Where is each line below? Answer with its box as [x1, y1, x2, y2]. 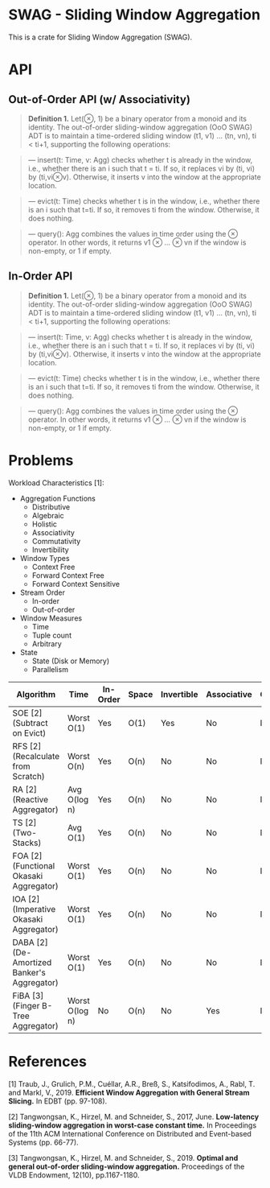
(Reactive [12, 794, 49, 805]
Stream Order [19, 588, 66, 597]
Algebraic [31, 510, 64, 520]
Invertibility [31, 545, 70, 555]
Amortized [12, 956, 52, 967]
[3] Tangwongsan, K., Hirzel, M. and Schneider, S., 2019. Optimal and [8, 1153, 239, 1162]
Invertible [160, 688, 198, 699]
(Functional [12, 860, 55, 871]
